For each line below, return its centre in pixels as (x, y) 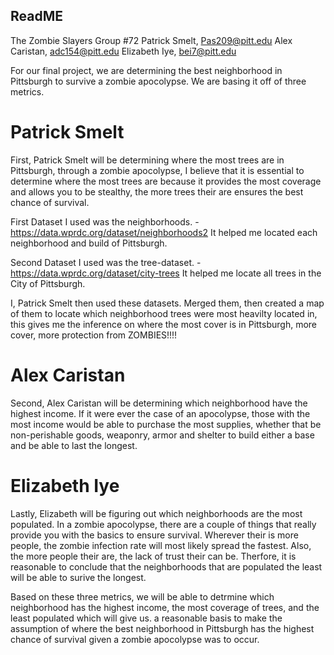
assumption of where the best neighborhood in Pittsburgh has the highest (162, 628)
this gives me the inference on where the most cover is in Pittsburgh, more (164, 324)
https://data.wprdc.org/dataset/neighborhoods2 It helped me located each (164, 232)
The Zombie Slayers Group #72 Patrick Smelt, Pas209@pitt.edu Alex (151, 40)
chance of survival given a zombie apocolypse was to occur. (135, 639)
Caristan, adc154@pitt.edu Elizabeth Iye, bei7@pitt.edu (123, 51)
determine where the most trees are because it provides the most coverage (166, 181)
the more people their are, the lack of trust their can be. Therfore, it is (153, 556)
